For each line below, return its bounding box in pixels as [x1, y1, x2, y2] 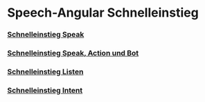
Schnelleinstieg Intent [7, 85, 83, 95]
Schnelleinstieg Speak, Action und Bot [7, 49, 139, 58]
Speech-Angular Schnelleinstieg [7, 5, 199, 21]
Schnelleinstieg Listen [7, 67, 84, 76]
